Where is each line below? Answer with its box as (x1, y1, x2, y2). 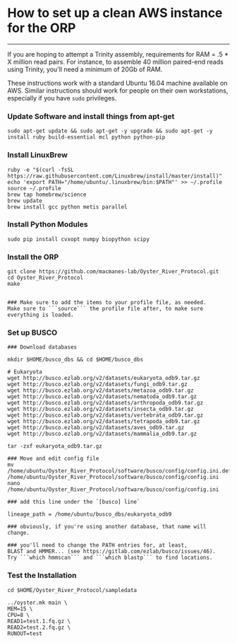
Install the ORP (7, 252, 59, 262)
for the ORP (7, 20, 76, 36)
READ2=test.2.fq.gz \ (7, 624, 71, 631)
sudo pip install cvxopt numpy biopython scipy (7, 236, 150, 243)
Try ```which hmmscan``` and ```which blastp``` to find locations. (7, 554, 213, 562)
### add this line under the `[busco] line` (7, 499, 140, 506)
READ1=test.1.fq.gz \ (7, 618, 71, 625)
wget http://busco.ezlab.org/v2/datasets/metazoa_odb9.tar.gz (7, 387, 194, 394)
